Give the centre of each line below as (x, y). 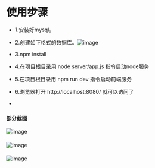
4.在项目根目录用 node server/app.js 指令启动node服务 (82, 66)
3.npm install (30, 54)
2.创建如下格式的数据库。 (46, 42)
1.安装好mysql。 (35, 30)
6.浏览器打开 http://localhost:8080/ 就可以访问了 (74, 91)
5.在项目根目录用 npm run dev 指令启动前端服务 (73, 79)
